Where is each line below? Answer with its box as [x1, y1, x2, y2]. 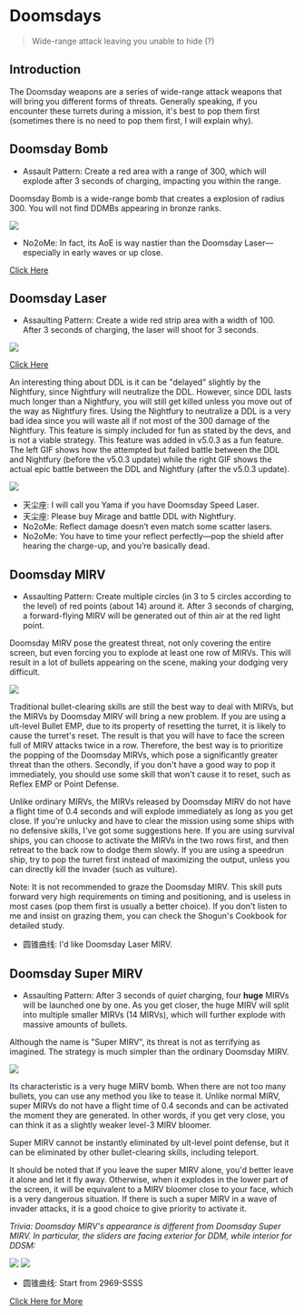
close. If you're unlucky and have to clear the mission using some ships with [9, 816, 295, 827]
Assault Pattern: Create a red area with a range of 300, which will [22, 166, 267, 176]
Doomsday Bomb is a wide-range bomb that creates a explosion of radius [9, 193, 285, 204]
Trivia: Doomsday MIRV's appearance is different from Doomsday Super [9, 1220, 281, 1231]
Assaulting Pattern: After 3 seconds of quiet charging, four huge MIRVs [22, 990, 289, 1000]
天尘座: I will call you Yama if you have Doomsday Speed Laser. [22, 499, 260, 510]
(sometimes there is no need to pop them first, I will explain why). [9, 115, 254, 125]
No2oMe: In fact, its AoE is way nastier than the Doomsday [22, 237, 243, 248]
